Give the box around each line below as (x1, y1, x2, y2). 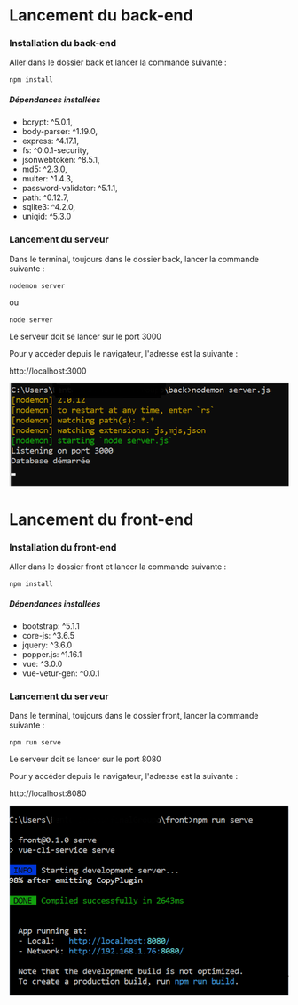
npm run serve (9, 738, 62, 747)
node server (9, 315, 53, 325)
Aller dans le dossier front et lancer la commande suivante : (9, 561, 227, 572)
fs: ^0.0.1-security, (21, 145, 89, 156)
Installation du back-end (9, 37, 117, 50)
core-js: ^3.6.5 (21, 631, 75, 641)
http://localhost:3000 (9, 366, 87, 376)
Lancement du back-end (9, 5, 193, 26)
